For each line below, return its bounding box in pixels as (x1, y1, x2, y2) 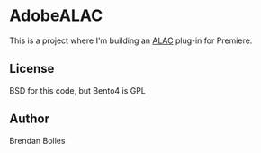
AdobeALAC (9, 5, 103, 26)
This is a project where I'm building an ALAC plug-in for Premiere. (9, 35, 253, 46)
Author (9, 112, 49, 127)
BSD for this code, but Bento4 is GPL (9, 85, 147, 95)
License (9, 61, 55, 76)
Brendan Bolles (9, 135, 66, 146)
